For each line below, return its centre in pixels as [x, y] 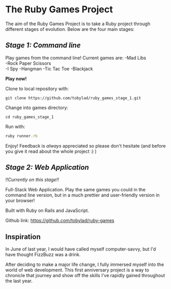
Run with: [15, 127]
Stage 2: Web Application [47, 167]
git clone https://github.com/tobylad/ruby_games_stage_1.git [73, 98]
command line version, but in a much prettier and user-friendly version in [83, 195]
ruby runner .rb [22, 136]
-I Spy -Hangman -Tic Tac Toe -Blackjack [49, 68]
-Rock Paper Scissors [28, 63]
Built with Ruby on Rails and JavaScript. [47, 211]
